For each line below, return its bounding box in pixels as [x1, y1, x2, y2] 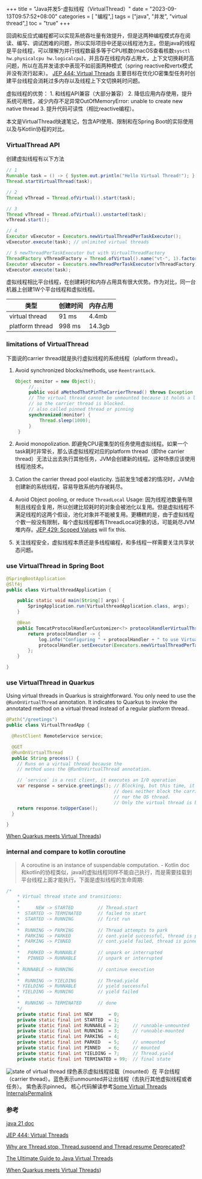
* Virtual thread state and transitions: [17, 893, 122, 899]
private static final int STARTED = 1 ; [17, 1017, 120, 1023]
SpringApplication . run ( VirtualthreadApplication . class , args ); [28, 603, 189, 610]
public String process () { [11, 755, 79, 761]
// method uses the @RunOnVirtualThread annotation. [17, 766, 152, 772]
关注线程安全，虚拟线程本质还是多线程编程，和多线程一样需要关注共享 [14, 539, 189, 546]
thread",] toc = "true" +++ [6, 20, 70, 27]
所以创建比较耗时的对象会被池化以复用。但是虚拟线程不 [57, 504, 194, 511]
